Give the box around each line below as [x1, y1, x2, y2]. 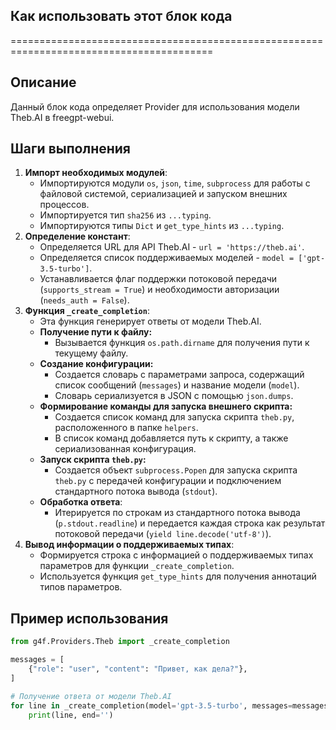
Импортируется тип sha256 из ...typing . [39, 209, 212, 221]
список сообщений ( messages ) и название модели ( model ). [54, 379, 300, 391]
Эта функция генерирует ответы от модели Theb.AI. [39, 315, 262, 328]
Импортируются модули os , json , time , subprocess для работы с [39, 177, 311, 189]
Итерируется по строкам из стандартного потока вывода [54, 507, 301, 519]
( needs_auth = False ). [39, 294, 130, 306]
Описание [10, 74, 77, 91]
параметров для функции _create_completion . [39, 560, 235, 572]
